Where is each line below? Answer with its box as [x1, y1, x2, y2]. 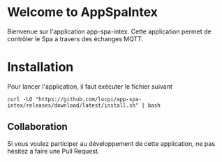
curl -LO [7, 96, 33, 103]
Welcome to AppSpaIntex [7, 4, 158, 20]
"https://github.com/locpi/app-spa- [35, 96, 142, 103]
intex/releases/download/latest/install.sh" [7, 102, 139, 109]
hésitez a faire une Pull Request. [7, 147, 100, 155]
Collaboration [7, 121, 68, 133]
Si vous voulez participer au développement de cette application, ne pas [7, 139, 215, 147]
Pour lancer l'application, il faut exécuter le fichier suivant [7, 82, 173, 91]
